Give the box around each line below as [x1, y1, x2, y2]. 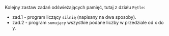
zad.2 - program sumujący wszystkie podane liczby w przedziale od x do [12, 20, 164, 25]
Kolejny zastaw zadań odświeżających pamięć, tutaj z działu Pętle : [5, 5, 146, 10]
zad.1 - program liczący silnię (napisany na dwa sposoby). [12, 14, 136, 20]
